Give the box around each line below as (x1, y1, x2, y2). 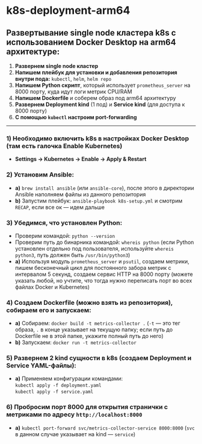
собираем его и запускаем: (6, 305, 91, 314)
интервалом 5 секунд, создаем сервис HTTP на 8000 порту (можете (14, 270, 194, 278)
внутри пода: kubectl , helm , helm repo (14, 75, 112, 82)
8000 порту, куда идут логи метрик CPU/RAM (14, 88, 132, 95)
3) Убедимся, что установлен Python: (6, 218, 123, 227)
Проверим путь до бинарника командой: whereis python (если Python (14, 239, 194, 246)
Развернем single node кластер (14, 63, 99, 69)
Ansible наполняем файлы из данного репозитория (14, 190, 146, 198)
